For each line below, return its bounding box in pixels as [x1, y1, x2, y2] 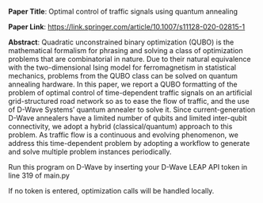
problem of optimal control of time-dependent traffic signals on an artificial [8, 88, 253, 98]
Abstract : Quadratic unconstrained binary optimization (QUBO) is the [8, 37, 234, 47]
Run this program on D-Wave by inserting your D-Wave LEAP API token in [8, 163, 248, 171]
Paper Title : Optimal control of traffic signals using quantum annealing [8, 7, 238, 16]
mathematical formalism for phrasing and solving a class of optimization [8, 46, 243, 55]
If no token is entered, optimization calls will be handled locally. [8, 186, 215, 195]
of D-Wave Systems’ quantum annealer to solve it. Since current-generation [8, 105, 256, 114]
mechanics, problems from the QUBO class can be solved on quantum [8, 71, 238, 80]
